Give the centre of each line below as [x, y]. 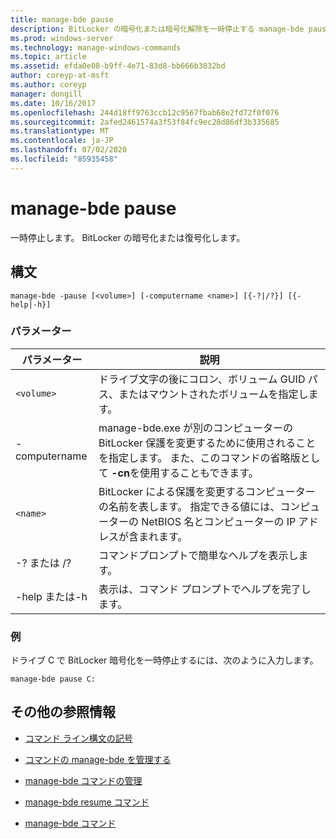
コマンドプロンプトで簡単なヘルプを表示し [198, 555]
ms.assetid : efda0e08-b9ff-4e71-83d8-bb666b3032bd [118, 66]
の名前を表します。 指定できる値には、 [189, 506]
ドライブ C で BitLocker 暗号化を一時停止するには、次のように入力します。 [164, 660]
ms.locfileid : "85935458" [64, 159]
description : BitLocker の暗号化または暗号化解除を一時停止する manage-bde [157, 29]
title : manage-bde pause [62, 19]
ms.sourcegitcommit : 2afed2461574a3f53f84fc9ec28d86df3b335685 [145, 122]
